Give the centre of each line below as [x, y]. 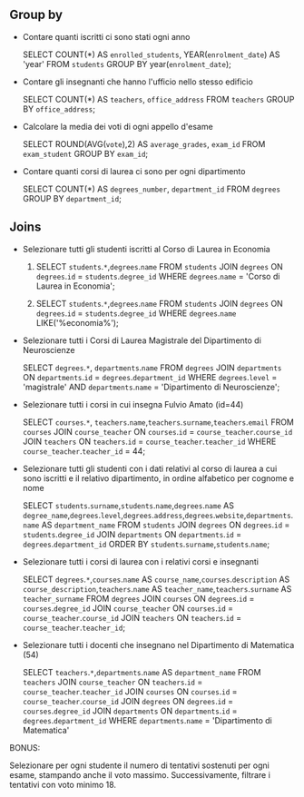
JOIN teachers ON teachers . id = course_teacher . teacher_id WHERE [149, 441]
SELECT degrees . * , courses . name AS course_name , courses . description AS [156, 579]
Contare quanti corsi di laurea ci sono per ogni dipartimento [134, 171]
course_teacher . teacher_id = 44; [84, 451]
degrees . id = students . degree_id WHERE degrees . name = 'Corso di [158, 276]
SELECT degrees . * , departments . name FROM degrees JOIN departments [152, 368]
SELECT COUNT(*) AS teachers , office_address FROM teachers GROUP [158, 99]
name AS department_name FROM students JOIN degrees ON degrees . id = [156, 525]
